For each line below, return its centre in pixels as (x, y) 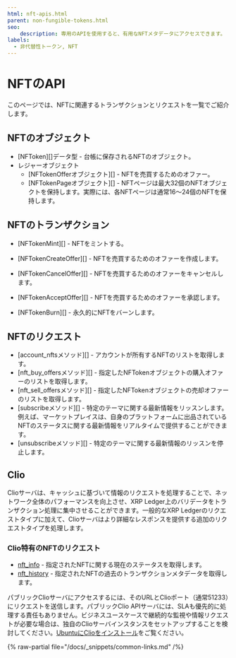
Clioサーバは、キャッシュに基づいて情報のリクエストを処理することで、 (111, 493)
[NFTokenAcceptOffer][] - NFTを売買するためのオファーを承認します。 (120, 297)
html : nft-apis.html (38, 14)
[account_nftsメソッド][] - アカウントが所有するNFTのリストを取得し (118, 355)
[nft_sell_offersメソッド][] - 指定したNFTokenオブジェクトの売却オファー (123, 390)
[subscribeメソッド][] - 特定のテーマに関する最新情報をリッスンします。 (123, 408)
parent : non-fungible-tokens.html (58, 20)
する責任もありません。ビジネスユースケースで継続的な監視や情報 (108, 615)
